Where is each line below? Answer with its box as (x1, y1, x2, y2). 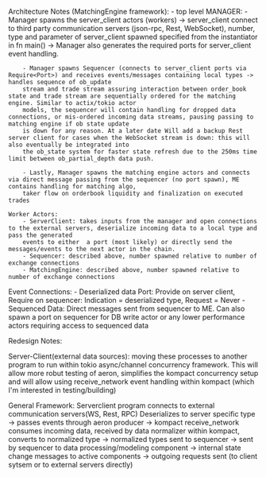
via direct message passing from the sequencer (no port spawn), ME (8, 176, 240, 184)
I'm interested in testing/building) (8, 386, 117, 394)
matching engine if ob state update (8, 120, 129, 128)
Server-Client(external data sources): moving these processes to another (8, 351, 248, 361)
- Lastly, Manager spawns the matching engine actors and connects (22, 169, 250, 176)
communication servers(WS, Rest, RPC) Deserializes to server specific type (8, 409, 256, 418)
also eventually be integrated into (8, 141, 129, 149)
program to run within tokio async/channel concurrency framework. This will (8, 360, 258, 369)
